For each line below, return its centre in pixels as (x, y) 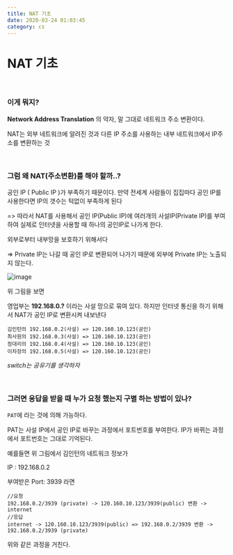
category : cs (26, 26)
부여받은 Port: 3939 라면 (41, 482)
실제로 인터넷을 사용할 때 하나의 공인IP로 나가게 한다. (91, 225)
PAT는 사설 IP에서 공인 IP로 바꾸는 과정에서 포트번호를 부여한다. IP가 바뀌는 (109, 430)
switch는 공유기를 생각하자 (43, 365)
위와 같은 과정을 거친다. (39, 545)
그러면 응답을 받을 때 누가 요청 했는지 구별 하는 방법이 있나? (100, 398)
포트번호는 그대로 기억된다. (56, 439)
